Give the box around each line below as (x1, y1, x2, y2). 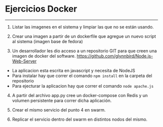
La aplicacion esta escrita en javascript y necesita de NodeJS (12, 67, 135, 73)
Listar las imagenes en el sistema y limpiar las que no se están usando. (12, 24, 154, 30)
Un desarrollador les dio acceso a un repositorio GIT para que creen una (12, 48, 157, 54)
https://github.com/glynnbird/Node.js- (77, 53, 153, 59)
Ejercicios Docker (5, 3, 78, 15)
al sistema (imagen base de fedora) (12, 38, 83, 44)
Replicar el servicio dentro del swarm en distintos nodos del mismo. (12, 116, 148, 122)
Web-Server (12, 58, 37, 64)
